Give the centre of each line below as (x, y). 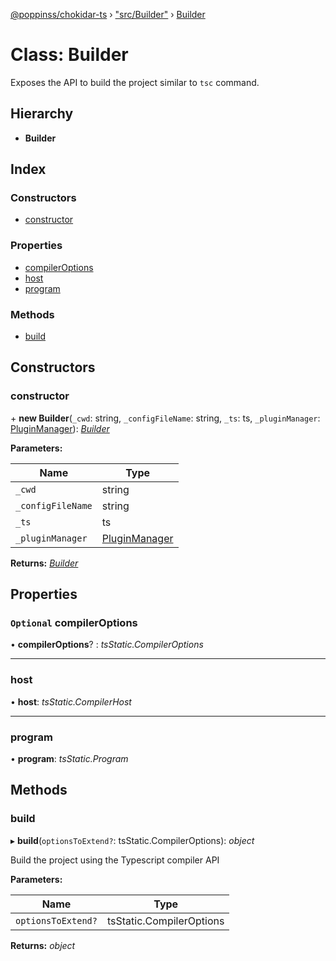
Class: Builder (69, 55)
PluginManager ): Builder (60, 428)
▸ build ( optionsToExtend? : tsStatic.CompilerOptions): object (132, 840)
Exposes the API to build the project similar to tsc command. (135, 82)
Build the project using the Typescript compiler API (115, 860)
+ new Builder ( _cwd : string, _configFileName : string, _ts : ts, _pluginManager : (165, 418)
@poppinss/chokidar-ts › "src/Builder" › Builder (108, 14)
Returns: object (43, 945)
